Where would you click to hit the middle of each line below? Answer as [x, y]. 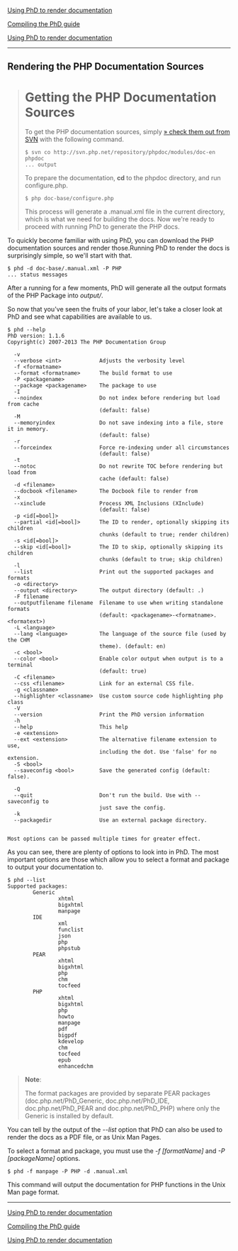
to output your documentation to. [56, 867]
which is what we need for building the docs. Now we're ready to [119, 219]
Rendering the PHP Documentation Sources [106, 67]
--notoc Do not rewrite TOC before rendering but [118, 467]
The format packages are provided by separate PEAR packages [118, 1093]
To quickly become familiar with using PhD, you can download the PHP [110, 241]
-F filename [32, 597]
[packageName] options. [44, 1159]
